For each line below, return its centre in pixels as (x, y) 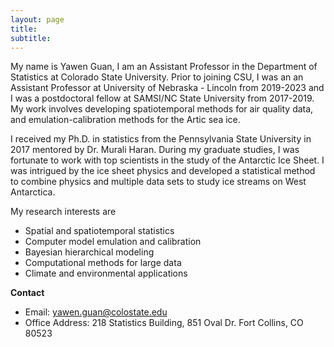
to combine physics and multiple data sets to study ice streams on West (158, 182)
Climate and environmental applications (106, 273)
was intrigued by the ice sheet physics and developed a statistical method (163, 171)
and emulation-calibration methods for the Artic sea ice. (125, 120)
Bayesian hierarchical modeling (89, 252)
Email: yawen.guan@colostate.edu (96, 312)
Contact (27, 293)
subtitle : (31, 38)
